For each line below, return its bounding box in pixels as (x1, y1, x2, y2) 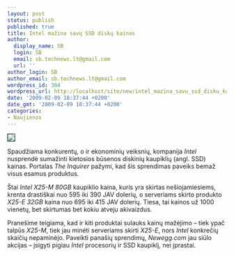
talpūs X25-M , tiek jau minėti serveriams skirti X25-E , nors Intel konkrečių (7, 226, 219, 234)
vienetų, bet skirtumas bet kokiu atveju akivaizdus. (7, 205, 153, 213)
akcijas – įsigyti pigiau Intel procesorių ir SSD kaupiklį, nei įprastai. (7, 241, 196, 249)
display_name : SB (13, 43, 64, 50)
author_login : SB (7, 68, 58, 75)
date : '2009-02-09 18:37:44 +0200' (7, 95, 111, 102)
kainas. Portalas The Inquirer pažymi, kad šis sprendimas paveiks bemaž (7, 162, 216, 170)
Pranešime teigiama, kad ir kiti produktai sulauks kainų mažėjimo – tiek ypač (7, 218, 225, 227)
